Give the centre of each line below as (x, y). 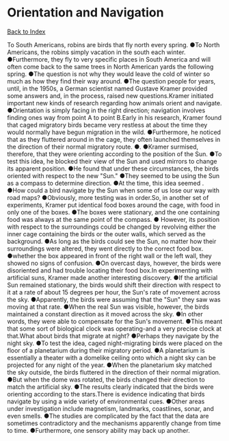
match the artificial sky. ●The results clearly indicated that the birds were (110, 387)
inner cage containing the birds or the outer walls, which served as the (107, 234)
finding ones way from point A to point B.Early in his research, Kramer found (114, 117)
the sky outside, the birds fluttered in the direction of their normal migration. (114, 372)
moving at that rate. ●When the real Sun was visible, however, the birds (108, 307)
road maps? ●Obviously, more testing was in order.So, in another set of (108, 197)
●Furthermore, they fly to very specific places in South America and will (109, 59)
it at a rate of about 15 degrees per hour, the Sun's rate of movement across (114, 292)
